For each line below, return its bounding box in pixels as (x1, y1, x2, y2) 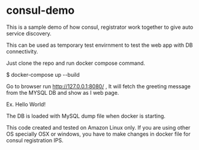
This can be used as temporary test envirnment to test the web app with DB (6, 41, 193, 49)
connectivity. (6, 47, 38, 55)
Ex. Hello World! (6, 100, 46, 108)
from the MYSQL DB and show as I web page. (6, 89, 119, 96)
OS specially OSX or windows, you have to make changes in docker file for (6, 130, 191, 137)
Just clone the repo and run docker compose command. (6, 59, 146, 67)
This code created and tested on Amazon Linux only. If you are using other (6, 124, 191, 131)
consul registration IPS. (6, 136, 64, 144)
